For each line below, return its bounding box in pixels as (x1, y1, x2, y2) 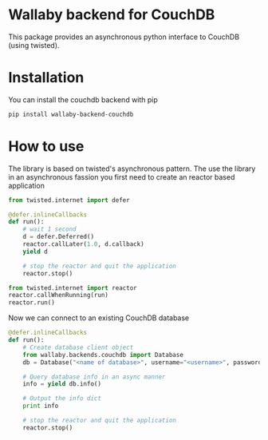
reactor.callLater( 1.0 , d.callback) (22, 240, 145, 248)
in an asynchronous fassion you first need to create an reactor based (8, 172, 235, 181)
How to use (8, 137, 85, 155)
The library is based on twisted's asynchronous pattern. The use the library (8, 164, 256, 173)
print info (22, 402, 59, 410)
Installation (8, 69, 85, 87)
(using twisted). (8, 40, 60, 50)
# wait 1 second (22, 225, 77, 233)
